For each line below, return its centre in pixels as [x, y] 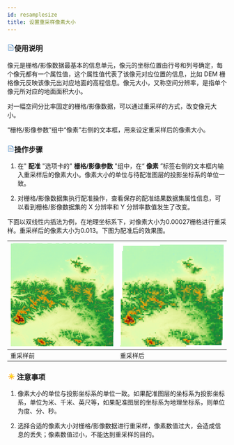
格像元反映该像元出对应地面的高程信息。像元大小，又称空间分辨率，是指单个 [117, 82]
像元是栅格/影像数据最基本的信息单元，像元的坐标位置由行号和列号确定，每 [115, 65]
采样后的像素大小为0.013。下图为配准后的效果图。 [97, 231]
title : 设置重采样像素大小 [42, 22]
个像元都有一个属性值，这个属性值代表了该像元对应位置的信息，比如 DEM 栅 [117, 74]
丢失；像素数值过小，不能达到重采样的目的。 [94, 435]
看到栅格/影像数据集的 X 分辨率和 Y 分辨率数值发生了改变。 [108, 207]
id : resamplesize [32, 15]
